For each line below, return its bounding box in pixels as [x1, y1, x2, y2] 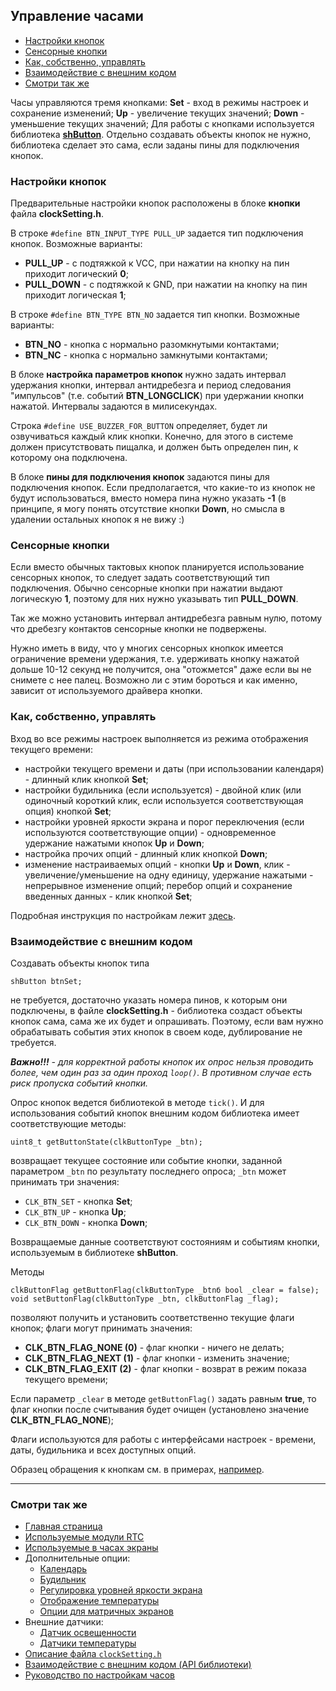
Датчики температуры [39, 1637, 137, 1649]
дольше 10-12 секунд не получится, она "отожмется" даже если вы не [10, 664, 312, 676]
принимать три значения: [10, 1176, 120, 1188]
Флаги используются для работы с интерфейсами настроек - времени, [10, 1434, 317, 1445]
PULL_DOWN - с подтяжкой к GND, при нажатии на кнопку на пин [24, 279, 308, 291]
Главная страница [24, 1520, 103, 1533]
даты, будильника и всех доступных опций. [10, 1444, 197, 1456]
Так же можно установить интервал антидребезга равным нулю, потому [10, 612, 323, 624]
